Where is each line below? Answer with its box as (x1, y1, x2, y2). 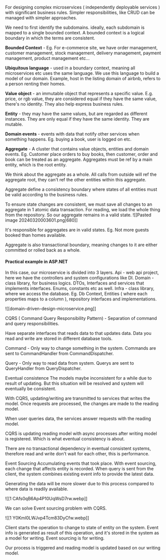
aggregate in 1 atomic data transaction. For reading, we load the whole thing (5, 207, 161, 212)
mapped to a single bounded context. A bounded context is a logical (5, 30, 145, 35)
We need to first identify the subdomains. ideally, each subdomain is (5, 24, 145, 30)
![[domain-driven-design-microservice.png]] (5, 306, 97, 312)
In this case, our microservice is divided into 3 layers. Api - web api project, (5, 270, 159, 276)
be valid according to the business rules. (5, 192, 88, 197)
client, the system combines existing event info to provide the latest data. (5, 471, 155, 477)
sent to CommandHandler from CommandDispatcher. (5, 351, 114, 357)
